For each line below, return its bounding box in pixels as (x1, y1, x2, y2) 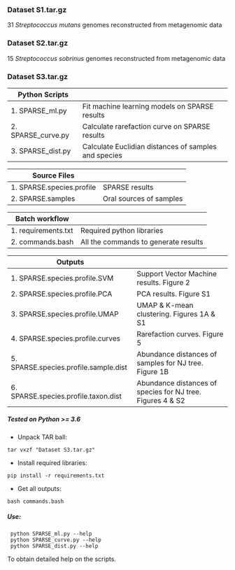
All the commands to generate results (80, 236, 204, 246)
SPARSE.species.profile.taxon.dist (10, 391, 122, 401)
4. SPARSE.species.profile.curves (10, 334, 121, 343)
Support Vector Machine (136, 269, 218, 278)
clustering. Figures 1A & (136, 309, 215, 319)
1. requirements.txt (10, 225, 73, 235)
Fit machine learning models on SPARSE (82, 101, 214, 111)
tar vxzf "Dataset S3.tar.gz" (7, 446, 96, 453)
